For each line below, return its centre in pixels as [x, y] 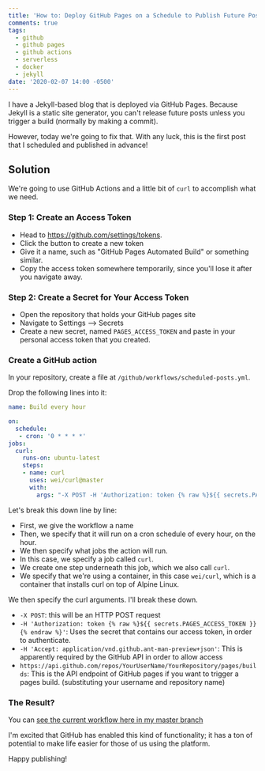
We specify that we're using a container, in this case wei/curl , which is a [138, 576]
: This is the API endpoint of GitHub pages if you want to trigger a [133, 674]
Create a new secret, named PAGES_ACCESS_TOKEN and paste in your [127, 331]
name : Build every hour [47, 407]
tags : [17, 30]
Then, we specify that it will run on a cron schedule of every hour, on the [138, 534]
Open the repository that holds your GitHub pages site [107, 314]
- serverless [37, 60]
